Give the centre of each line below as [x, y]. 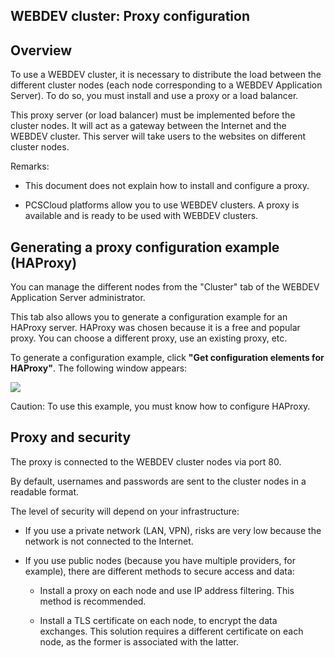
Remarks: [30, 166]
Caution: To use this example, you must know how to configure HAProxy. [160, 406]
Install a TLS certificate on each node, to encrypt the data [158, 620]
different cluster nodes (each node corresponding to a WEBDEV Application [166, 85]
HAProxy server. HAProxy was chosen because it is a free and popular [155, 328]
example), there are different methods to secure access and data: [159, 571]
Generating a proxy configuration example [145, 247]
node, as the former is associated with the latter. [139, 641]
